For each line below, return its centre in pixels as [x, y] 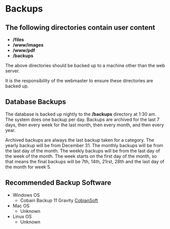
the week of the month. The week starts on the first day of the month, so [81, 156]
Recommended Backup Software [58, 183]
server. [13, 71]
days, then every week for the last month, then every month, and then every [84, 125]
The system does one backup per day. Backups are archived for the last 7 [82, 119]
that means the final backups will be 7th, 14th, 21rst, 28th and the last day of [85, 161]
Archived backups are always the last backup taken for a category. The [80, 140]
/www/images [28, 45]
